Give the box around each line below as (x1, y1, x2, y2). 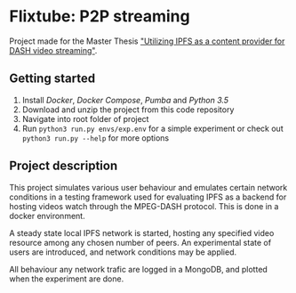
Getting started (9, 71, 96, 86)
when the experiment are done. (9, 273, 124, 284)
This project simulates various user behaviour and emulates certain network (9, 182, 288, 192)
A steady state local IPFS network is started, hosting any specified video (9, 227, 275, 238)
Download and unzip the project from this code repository (21, 104, 235, 115)
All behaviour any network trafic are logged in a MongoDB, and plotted (9, 264, 268, 274)
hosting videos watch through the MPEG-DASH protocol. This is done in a (9, 200, 279, 211)
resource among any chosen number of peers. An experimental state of (9, 237, 272, 248)
